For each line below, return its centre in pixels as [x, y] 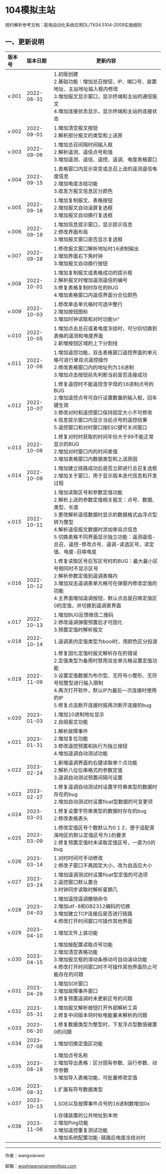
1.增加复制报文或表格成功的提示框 [93, 273]
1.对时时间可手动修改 [78, 858]
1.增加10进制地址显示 [79, 714]
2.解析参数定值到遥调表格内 [85, 576]
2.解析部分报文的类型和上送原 [88, 135]
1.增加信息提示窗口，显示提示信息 [93, 224]
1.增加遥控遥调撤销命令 [81, 899]
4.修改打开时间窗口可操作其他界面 [93, 921]
